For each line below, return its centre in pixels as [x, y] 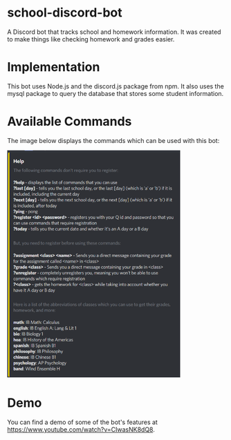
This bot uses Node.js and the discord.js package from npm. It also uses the [116, 86]
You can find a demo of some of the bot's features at [82, 422]
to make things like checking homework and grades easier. [91, 39]
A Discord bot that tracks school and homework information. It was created [114, 32]
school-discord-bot [65, 13]
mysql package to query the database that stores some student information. [115, 93]
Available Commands [70, 122]
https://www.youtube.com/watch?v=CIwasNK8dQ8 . [81, 430]
